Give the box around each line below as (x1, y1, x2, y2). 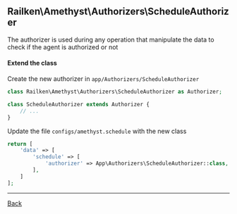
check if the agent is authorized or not (7, 42, 119, 51)
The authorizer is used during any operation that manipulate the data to (7, 35, 214, 44)
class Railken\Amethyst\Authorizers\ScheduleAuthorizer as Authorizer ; (7, 88, 222, 96)
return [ (7, 140, 33, 147)
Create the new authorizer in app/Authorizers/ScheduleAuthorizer (7, 75, 200, 83)
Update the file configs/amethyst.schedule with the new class (7, 127, 187, 135)
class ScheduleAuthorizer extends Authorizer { (7, 101, 150, 108)
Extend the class (7, 59, 58, 68)
